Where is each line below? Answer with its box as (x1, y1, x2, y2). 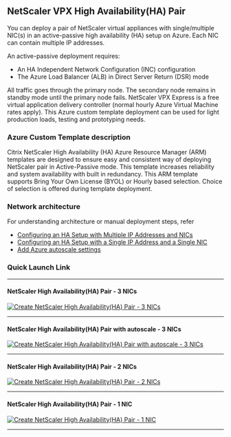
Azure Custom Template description (7, 132, 131, 142)
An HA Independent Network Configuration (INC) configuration (16, 65, 196, 73)
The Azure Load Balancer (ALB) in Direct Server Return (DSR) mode (16, 72, 210, 81)
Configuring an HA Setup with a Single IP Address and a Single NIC (16, 238, 208, 247)
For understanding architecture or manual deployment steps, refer (7, 217, 195, 226)
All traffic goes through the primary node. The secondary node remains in (7, 85, 216, 94)
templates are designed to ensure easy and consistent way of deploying (7, 155, 212, 164)
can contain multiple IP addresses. (7, 38, 105, 47)
